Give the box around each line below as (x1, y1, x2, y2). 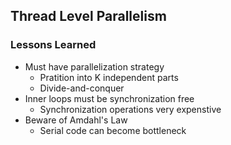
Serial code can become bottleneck (39, 124, 187, 136)
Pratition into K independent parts (39, 71, 179, 83)
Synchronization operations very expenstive (39, 103, 222, 115)
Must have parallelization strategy (24, 60, 165, 73)
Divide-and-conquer (39, 82, 125, 94)
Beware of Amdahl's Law (24, 114, 128, 126)
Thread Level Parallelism (10, 8, 167, 25)
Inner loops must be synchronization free (24, 92, 195, 104)
